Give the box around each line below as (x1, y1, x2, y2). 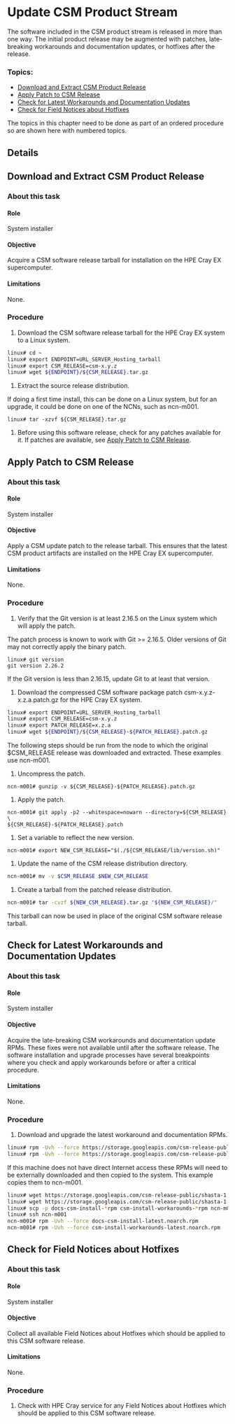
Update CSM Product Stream (7, 4, 178, 20)
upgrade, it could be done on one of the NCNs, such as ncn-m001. (7, 403, 199, 411)
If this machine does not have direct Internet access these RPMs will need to (7, 1163, 228, 1171)
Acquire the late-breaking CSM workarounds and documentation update (7, 1035, 215, 1044)
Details (7, 146, 38, 158)
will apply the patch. (17, 621, 76, 630)
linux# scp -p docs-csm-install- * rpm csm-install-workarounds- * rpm (7, 1205, 208, 1212)
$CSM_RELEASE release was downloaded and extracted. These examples (7, 748, 222, 757)
